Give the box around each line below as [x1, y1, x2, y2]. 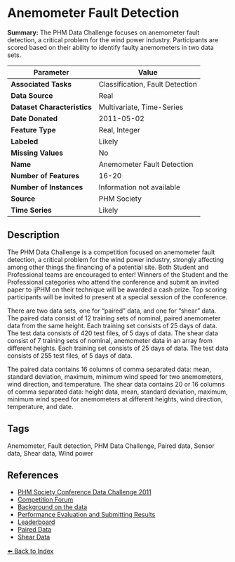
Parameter [33, 67, 69, 77]
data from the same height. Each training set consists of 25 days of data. [7, 321, 217, 330]
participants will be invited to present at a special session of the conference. [7, 292, 228, 301]
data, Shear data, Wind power [7, 449, 93, 457]
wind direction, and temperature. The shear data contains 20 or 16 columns [7, 380, 225, 388]
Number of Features [11, 170, 80, 180]
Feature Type [11, 125, 56, 135]
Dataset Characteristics [11, 102, 93, 112]
